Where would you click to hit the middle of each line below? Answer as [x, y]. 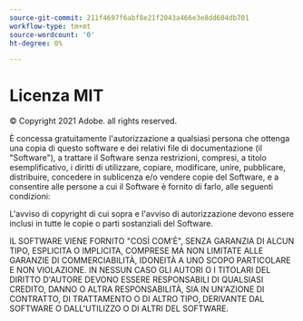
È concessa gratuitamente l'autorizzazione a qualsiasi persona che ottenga [150, 139]
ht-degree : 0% [36, 43]
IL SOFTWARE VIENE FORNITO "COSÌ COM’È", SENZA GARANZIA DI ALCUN [152, 241]
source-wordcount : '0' [52, 34]
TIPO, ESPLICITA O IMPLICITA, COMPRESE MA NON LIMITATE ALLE [137, 251]
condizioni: [30, 197]
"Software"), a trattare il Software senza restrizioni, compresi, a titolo [138, 158]
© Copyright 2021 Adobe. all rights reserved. [93, 121]
